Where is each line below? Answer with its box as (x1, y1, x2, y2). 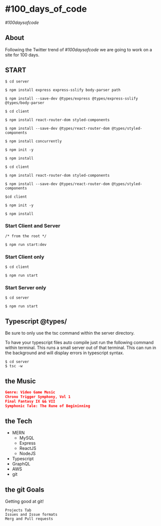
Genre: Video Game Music (5, 390, 55, 395)
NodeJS (19, 450, 36, 457)
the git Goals (5, 486, 45, 494)
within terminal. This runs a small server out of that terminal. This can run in (5, 345, 157, 351)
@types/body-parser (5, 100, 45, 105)
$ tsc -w (5, 364, 23, 369)
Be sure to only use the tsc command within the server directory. (5, 330, 135, 336)
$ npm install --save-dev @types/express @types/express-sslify (5, 96, 138, 101)
